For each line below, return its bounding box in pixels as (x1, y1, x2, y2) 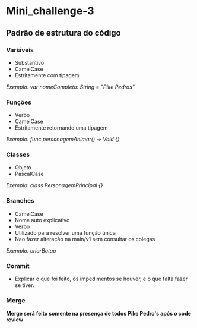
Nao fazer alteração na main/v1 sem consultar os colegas (14, 235, 155, 242)
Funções (6, 98, 31, 106)
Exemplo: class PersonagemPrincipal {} (6, 182, 103, 189)
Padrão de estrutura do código (6, 28, 121, 38)
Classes (6, 150, 30, 159)
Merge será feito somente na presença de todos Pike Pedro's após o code (6, 310, 192, 317)
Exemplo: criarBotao (6, 247, 56, 254)
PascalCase (14, 171, 45, 178)
